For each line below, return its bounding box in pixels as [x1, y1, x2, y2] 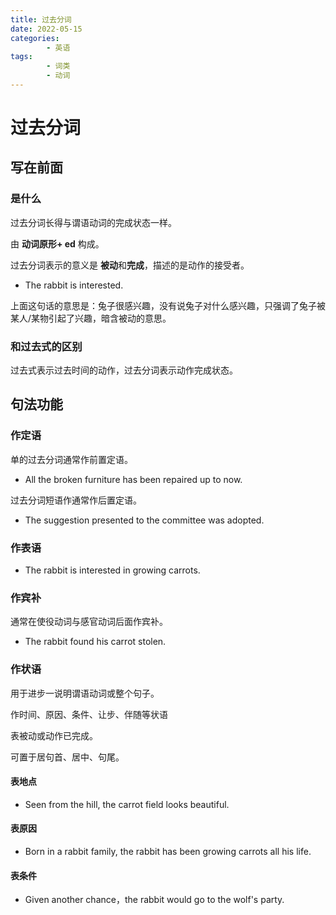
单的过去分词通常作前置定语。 [10, 453, 133, 465]
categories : [10, 33, 60, 43]
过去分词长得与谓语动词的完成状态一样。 [10, 216, 177, 228]
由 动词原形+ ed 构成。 [10, 237, 105, 250]
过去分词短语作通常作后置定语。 [10, 494, 142, 506]
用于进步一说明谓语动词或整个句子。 [10, 687, 160, 699]
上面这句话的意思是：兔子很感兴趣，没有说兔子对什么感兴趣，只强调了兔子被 [10, 299, 326, 311]
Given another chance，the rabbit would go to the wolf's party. [24, 894, 285, 906]
